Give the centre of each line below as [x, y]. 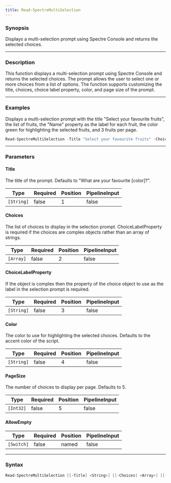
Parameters [20, 157]
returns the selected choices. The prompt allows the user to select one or [82, 79]
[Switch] [18, 444]
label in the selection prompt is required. [48, 289]
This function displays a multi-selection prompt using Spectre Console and [84, 73]
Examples [18, 108]
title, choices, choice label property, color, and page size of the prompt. [80, 90]
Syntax [14, 465]
